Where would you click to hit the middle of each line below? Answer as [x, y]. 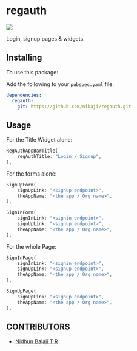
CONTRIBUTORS [38, 326]
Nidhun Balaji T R [37, 341]
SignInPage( [21, 258]
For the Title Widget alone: [39, 140]
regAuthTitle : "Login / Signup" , [59, 157]
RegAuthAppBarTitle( [32, 151]
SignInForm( [21, 212]
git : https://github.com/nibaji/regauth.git [74, 107]
